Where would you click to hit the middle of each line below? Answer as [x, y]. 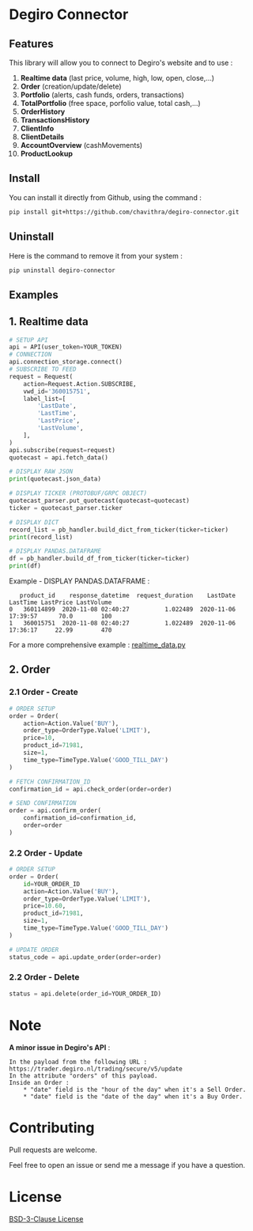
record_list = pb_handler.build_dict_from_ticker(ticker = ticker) [119, 530]
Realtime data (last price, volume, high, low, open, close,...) [117, 78]
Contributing [52, 1127]
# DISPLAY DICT [34, 522]
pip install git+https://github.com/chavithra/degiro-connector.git [124, 212]
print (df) [25, 566]
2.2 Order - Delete [44, 977]
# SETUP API [28, 340]
